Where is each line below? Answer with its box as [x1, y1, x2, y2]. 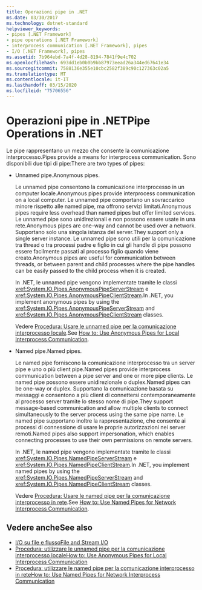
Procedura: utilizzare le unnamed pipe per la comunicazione [15, 545, 165, 552]
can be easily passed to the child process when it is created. [15, 267, 166, 274]
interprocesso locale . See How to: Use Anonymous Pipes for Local [15, 329, 180, 337]
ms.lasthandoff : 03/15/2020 [6, 82, 77, 89]
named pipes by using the [15, 468, 80, 475]
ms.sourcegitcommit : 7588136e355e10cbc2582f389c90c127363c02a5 [6, 65, 169, 72]
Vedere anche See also [6, 523, 93, 533]
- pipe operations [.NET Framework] [6, 37, 99, 43]
